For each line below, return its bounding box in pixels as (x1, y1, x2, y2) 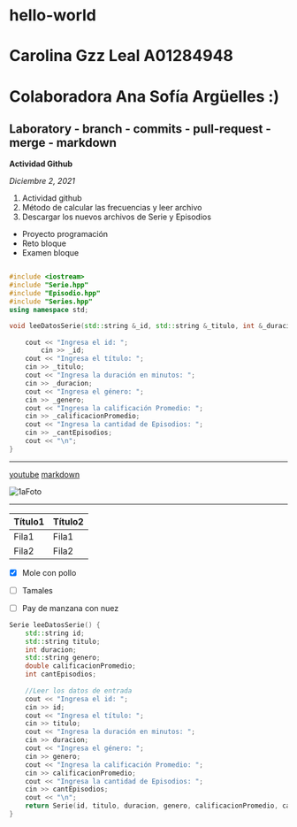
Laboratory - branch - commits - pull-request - (9, 121, 271, 136)
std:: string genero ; (25, 654, 101, 662)
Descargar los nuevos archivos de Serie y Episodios (21, 211, 212, 222)
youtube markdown (9, 469, 80, 479)
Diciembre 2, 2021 (9, 176, 75, 187)
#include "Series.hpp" (9, 297, 93, 306)
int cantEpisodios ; (25, 670, 97, 679)
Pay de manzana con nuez (21, 602, 119, 613)
